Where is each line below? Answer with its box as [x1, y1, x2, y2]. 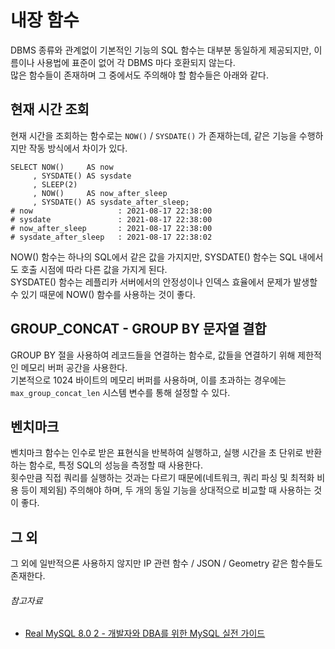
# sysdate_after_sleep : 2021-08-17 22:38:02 [10, 232, 213, 242]
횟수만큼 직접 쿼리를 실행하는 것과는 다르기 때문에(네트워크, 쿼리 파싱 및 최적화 [10, 472, 315, 484]
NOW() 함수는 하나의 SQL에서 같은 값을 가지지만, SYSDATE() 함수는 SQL [10, 251, 297, 263]
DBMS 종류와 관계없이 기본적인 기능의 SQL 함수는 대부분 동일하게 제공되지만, [10, 44, 312, 56]
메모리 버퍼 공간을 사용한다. [20, 361, 128, 373]
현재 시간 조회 [10, 101, 90, 118]
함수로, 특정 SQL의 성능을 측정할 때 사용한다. [28, 459, 203, 471]
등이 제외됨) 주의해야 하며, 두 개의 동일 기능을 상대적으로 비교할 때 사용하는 [20, 484, 312, 496]
